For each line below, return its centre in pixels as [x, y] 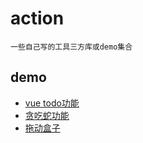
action [37, 18]
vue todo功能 [52, 103]
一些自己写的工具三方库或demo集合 [71, 47]
